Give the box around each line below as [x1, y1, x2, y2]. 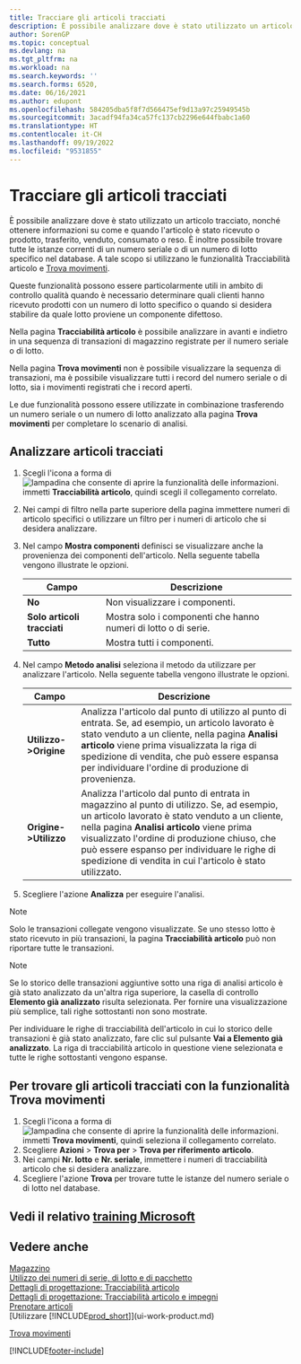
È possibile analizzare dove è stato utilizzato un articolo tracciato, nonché [9, 214, 280, 225]
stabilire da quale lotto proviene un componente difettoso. [9, 309, 223, 319]
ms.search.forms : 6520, [9, 80, 99, 89]
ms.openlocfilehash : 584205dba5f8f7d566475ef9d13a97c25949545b [9, 105, 251, 114]
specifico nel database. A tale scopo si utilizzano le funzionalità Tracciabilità [9, 253, 291, 264]
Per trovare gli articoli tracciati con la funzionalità [9, 1078, 290, 1093]
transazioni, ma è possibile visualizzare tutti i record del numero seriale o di [9, 372, 288, 382]
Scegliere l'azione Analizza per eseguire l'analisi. [21, 889, 205, 900]
